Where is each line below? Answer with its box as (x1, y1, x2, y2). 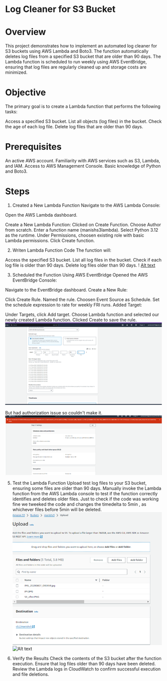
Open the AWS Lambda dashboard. (5, 212, 78, 218)
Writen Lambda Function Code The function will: (12, 247, 112, 253)
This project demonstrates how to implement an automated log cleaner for (5, 43, 158, 49)
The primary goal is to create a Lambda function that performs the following (5, 103, 161, 109)
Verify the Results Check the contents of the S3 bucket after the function (12, 656, 162, 662)
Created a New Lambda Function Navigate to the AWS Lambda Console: (12, 202, 161, 208)
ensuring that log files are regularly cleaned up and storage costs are (5, 64, 147, 70)
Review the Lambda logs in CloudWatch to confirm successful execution (12, 666, 161, 672)
